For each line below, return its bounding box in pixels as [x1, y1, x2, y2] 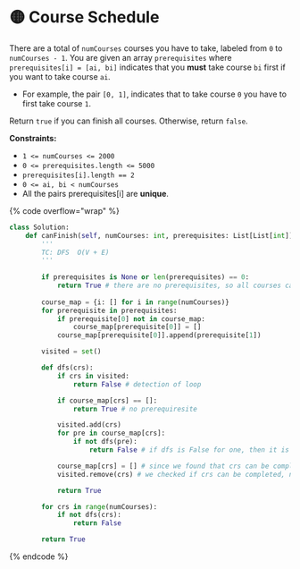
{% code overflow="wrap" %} [9, 205, 121, 216]
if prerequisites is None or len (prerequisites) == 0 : [41, 273, 250, 282]
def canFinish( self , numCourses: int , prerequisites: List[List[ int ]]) [25, 231, 297, 240]
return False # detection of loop [72, 379, 202, 389]
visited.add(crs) [56, 420, 122, 429]
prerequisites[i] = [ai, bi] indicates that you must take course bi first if [9, 62, 286, 72]
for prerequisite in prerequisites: [41, 306, 178, 315]
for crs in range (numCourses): [41, 502, 158, 511]
